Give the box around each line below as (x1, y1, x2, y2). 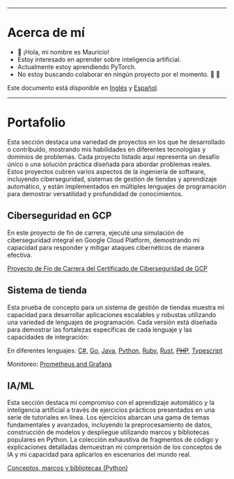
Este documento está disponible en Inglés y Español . (7, 83, 159, 91)
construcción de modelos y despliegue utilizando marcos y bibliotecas (7, 428, 210, 436)
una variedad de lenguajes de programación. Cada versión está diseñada (7, 318, 217, 326)
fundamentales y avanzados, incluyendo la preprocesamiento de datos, (7, 420, 212, 429)
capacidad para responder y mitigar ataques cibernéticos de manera (7, 243, 205, 251)
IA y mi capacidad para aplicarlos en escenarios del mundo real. (7, 450, 192, 459)
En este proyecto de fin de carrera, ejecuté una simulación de (7, 228, 185, 237)
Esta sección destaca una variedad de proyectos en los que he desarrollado (7, 138, 225, 146)
